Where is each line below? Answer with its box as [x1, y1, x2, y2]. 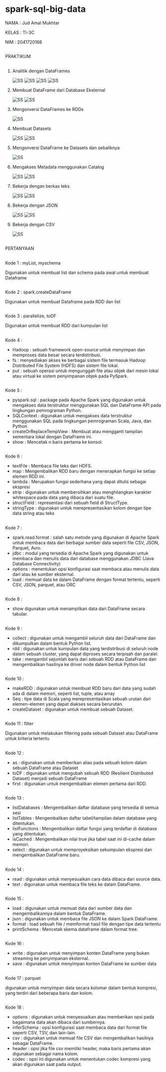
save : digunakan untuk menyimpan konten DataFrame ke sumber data [12, 960, 157, 967]
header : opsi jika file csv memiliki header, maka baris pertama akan [12, 1046, 151, 1052]
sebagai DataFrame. [12, 1040, 54, 1046]
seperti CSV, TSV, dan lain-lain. [12, 1030, 76, 1036]
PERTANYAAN [5, 245, 34, 251]
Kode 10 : [5, 676, 24, 682]
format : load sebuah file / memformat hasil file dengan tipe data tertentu [12, 921, 161, 927]
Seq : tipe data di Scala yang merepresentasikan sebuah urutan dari [12, 696, 151, 702]
